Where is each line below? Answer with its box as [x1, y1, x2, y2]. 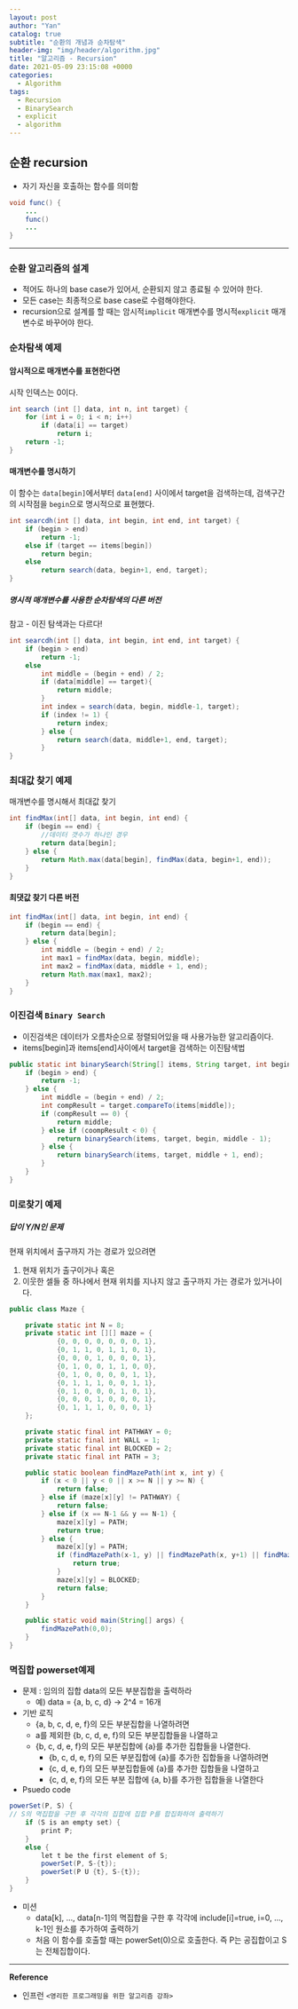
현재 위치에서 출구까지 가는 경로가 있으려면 [9, 1246, 157, 1256]
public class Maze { [9, 1304, 86, 1314]
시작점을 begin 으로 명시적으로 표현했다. [18, 499, 155, 510]
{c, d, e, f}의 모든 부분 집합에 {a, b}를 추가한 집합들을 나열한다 [48, 1775, 264, 1785]
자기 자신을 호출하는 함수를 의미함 [21, 180, 139, 191]
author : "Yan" [9, 21, 62, 30]
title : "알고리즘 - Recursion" [9, 54, 118, 63]
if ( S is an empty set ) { [25, 1818, 122, 1827]
